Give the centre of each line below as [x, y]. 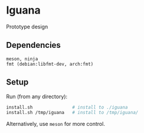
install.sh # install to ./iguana [67, 107]
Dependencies [33, 45]
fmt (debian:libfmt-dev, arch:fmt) [50, 64]
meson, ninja [22, 59]
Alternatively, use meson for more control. [55, 124]
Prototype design [27, 27]
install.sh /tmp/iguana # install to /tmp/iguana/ [72, 113]
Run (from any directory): [37, 96]
